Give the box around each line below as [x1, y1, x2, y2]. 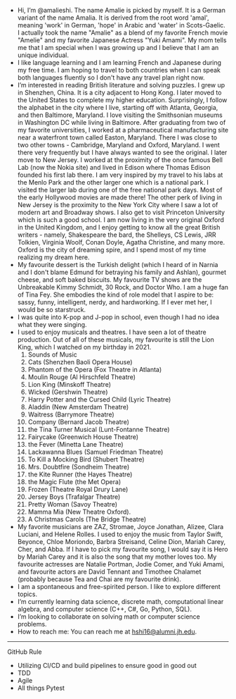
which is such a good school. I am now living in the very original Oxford [17, 216, 225, 224]
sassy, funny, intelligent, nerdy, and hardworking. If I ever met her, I [17, 298, 212, 306]
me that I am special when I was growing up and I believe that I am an [17, 44, 219, 51]
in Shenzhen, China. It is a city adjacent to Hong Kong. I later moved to [17, 88, 222, 97]
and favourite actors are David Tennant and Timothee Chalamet [17, 567, 202, 576]
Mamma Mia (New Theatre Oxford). [27, 507, 131, 516]
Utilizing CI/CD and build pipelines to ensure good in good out [17, 662, 197, 669]
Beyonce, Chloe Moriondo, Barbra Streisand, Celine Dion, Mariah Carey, [17, 538, 226, 545]
